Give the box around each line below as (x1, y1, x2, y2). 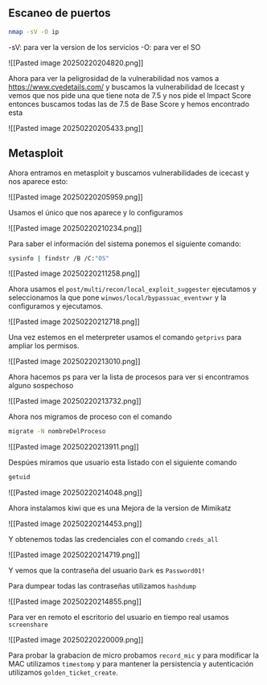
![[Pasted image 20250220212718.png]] (8, 317, 141, 326)
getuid (8, 474, 31, 482)
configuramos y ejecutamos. (8, 301, 103, 311)
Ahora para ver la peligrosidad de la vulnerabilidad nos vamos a (8, 73, 220, 83)
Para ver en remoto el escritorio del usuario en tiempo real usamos (8, 613, 229, 622)
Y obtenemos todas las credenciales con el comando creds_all (8, 535, 219, 544)
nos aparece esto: (8, 176, 68, 186)
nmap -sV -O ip (8, 27, 60, 35)
